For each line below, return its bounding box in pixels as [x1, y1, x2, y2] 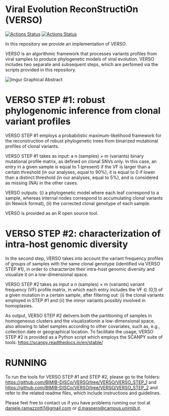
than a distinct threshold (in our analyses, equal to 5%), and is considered [5, 174, 159, 180]
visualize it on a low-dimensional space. [5, 271, 88, 278]
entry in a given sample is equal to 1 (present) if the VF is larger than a [5, 163, 150, 170]
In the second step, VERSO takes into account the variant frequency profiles [5, 255, 163, 261]
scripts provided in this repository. [5, 67, 77, 73]
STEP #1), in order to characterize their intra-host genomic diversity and [5, 266, 155, 272]
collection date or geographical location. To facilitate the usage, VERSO [5, 329, 154, 335]
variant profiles [5, 116, 71, 127]
